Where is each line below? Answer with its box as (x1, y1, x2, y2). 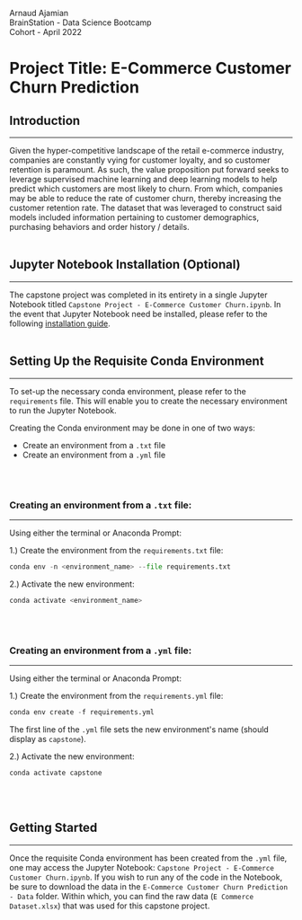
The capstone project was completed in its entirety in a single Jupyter (9, 289, 268, 300)
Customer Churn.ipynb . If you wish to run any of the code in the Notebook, (9, 871, 283, 882)
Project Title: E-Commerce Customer (9, 58, 292, 79)
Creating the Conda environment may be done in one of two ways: (9, 422, 256, 433)
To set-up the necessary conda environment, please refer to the (9, 385, 247, 396)
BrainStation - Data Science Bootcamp (9, 17, 152, 28)
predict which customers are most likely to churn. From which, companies (9, 183, 283, 194)
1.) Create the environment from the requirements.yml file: (9, 690, 224, 701)
